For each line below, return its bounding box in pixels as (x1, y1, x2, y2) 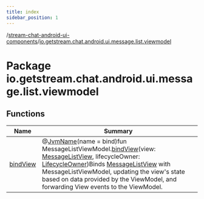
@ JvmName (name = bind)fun (41, 137, 127, 146)
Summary (104, 127, 133, 135)
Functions (6, 109, 46, 119)
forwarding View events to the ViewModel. (41, 183, 163, 191)
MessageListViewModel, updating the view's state (41, 167, 185, 176)
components (6, 38, 38, 45)
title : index (6, 8, 39, 15)
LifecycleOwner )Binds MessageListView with (41, 160, 171, 168)
